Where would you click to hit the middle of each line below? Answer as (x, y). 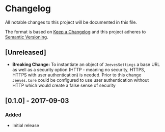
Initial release (26, 126)
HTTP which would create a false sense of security (64, 85)
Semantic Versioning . (27, 37)
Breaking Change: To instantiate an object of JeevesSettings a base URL (86, 64)
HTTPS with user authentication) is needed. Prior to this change (77, 75)
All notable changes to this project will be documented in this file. (71, 22)
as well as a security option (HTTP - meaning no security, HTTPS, (79, 69)
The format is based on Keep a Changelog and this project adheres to (76, 32)
